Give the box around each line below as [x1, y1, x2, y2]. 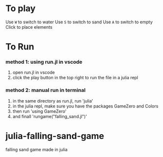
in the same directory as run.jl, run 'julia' [12, 98, 93, 104]
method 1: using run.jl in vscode [5, 59, 83, 66]
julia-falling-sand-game [5, 130, 104, 141]
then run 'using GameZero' [12, 108, 67, 114]
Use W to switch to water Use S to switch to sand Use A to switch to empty [5, 19, 153, 25]
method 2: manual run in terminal [5, 87, 86, 94]
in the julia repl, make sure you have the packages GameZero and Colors [12, 103, 159, 109]
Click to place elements [5, 24, 53, 30]
